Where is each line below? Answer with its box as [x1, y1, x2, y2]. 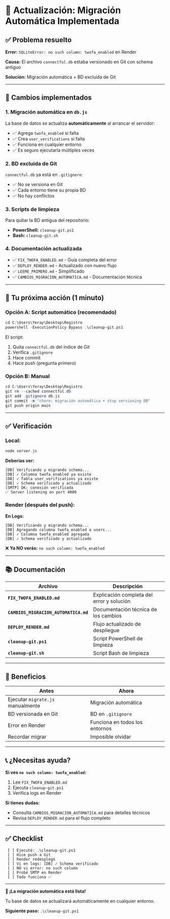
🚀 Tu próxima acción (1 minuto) [5, 293, 104, 302]
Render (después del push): [5, 501, 75, 508]
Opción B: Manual [5, 373, 50, 380]
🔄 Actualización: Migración [5, 5, 121, 16]
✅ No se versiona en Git [12, 181, 63, 187]
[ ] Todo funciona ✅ [7, 874, 52, 879]
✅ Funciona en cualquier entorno [12, 141, 82, 148]
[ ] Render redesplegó [7, 857, 56, 862]
